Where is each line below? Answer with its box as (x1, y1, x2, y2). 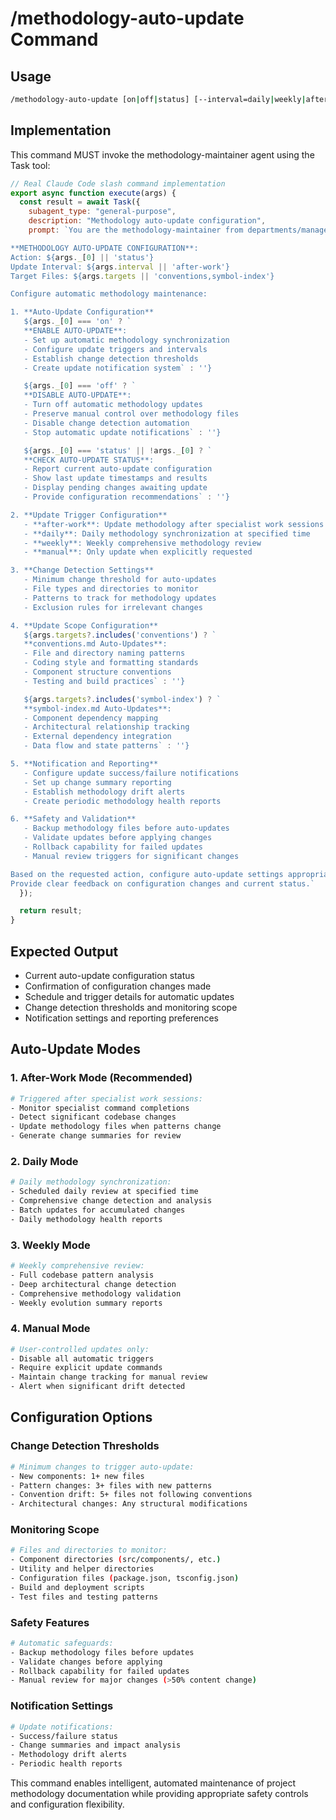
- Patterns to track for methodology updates (23, 593, 217, 603)
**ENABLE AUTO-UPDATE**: (23, 326, 128, 336)
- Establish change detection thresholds (23, 353, 199, 364)
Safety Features (10, 1615, 90, 1629)
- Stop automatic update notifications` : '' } (23, 427, 222, 437)
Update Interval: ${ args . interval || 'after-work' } (10, 262, 230, 272)
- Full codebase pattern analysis (10, 1270, 155, 1280)
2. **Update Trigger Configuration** (10, 510, 168, 520)
